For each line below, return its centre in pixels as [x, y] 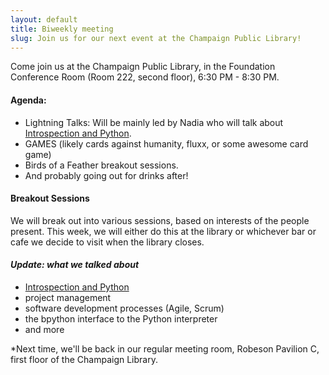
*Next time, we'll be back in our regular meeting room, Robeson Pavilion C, [165, 348]
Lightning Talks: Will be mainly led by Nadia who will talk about [154, 122]
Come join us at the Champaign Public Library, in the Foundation [143, 67]
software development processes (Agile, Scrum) [124, 308]
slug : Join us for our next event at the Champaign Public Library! [156, 38]
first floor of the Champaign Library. [84, 359]
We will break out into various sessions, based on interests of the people [160, 220]
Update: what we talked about [75, 265]
